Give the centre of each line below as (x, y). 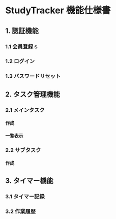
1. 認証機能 (22, 31)
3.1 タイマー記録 (25, 196)
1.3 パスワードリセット (33, 76)
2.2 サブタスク (23, 150)
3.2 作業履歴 (21, 211)
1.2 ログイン (20, 61)
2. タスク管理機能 (33, 94)
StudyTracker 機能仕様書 (58, 10)
